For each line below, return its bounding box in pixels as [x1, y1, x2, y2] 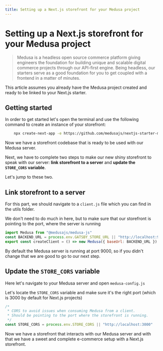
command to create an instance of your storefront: [5, 122, 106, 128]
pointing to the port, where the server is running [5, 221, 101, 227]
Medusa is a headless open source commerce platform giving [16, 54, 141, 60]
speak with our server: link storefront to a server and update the [5, 160, 136, 166]
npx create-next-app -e [14, 131, 62, 136]
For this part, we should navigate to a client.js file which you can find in [5, 201, 151, 207]
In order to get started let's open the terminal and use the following [5, 117, 139, 122]
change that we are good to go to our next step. [5, 253, 101, 259]
